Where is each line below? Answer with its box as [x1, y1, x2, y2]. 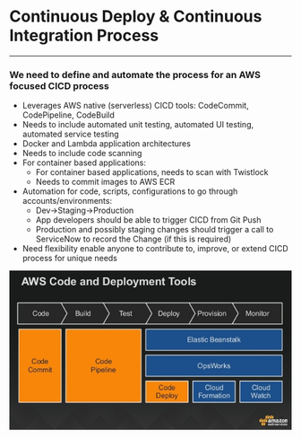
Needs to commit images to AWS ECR [35, 177, 176, 188]
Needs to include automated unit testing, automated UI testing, [21, 119, 254, 130]
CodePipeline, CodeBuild [21, 110, 115, 120]
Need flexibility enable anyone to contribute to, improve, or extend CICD [21, 243, 288, 254]
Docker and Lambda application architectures [21, 138, 191, 149]
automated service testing [21, 128, 119, 140]
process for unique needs [21, 253, 118, 264]
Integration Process [9, 25, 159, 46]
